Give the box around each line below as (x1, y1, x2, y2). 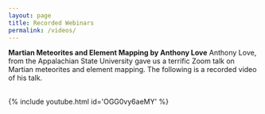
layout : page (8, 11, 52, 20)
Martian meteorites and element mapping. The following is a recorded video (8, 65, 257, 74)
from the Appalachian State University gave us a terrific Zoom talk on (8, 56, 235, 66)
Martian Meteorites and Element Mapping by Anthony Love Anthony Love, (8, 48, 257, 58)
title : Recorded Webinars (8, 19, 94, 27)
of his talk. (8, 73, 43, 83)
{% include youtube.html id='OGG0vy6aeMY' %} (8, 97, 170, 107)
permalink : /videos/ (8, 26, 77, 34)
